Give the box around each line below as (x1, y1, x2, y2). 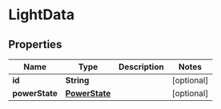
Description (119, 62, 164, 72)
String (65, 75, 90, 86)
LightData (8, 6, 74, 24)
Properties (8, 38, 62, 51)
